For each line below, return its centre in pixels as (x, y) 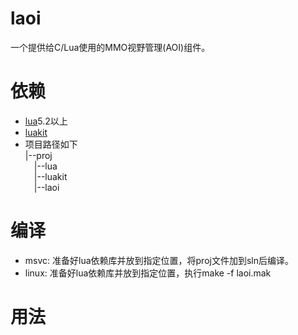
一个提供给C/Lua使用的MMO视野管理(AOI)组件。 (110, 47)
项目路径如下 (51, 144)
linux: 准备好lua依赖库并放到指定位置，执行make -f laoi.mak (148, 273)
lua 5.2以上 (46, 121)
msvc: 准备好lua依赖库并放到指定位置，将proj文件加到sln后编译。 (159, 260)
